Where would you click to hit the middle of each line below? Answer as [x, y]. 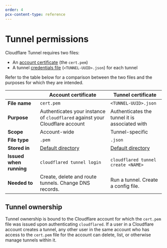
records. [50, 189]
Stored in [19, 148]
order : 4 [14, 10]
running [17, 169]
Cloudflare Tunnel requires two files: [42, 53]
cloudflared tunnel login [71, 163]
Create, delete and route [68, 177]
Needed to [20, 183]
